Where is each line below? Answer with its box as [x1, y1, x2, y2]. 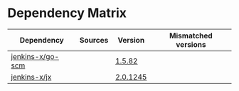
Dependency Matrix [7, 5, 127, 21]
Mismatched [169, 31, 213, 41]
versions [176, 39, 206, 49]
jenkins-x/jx [11, 72, 52, 82]
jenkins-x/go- [11, 51, 59, 61]
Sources [79, 35, 109, 45]
